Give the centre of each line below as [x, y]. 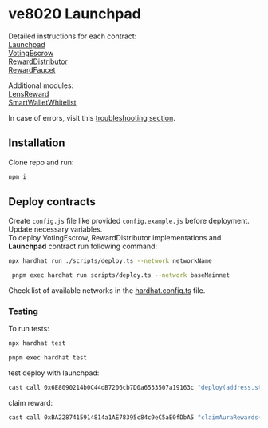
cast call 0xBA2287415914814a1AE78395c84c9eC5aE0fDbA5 [101, 418]
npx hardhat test [37, 343]
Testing [23, 311]
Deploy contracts [52, 202]
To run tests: [29, 329]
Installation [37, 143]
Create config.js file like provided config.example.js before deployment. [129, 221]
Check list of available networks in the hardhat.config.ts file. [107, 291]
